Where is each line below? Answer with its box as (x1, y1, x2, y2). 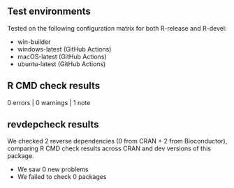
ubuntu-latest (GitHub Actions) (17, 59, 106, 68)
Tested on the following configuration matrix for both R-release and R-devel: (7, 24, 227, 32)
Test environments (7, 6, 91, 17)
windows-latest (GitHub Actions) (17, 45, 112, 53)
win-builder (17, 38, 51, 46)
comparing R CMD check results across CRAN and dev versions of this (7, 144, 212, 152)
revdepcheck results (7, 118, 99, 131)
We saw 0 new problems (17, 165, 89, 173)
